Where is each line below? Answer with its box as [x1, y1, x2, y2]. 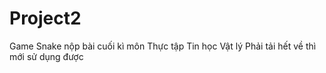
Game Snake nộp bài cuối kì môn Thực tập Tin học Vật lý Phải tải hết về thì [9, 40, 317, 52]
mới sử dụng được [9, 50, 84, 62]
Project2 [9, 7, 82, 30]
